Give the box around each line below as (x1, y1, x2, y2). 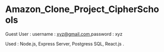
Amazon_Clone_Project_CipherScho (5, 4, 159, 15)
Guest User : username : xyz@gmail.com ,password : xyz (5, 31, 123, 37)
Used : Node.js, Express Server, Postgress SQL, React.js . (5, 40, 124, 46)
